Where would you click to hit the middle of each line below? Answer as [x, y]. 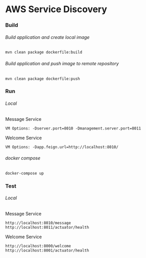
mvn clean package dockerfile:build [44, 52]
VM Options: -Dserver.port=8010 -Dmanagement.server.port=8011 [73, 128]
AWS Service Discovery [56, 9]
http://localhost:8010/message [38, 223]
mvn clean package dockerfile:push [43, 79]
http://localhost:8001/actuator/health [47, 250]
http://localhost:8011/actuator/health [47, 227]
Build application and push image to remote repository [62, 63]
